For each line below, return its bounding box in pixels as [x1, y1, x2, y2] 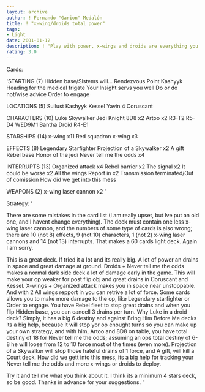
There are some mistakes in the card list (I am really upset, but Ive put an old [6, 211, 199, 219]
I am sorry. [6, 244, 34, 251]
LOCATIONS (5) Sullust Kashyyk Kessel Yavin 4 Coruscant [6, 102, 153, 110]
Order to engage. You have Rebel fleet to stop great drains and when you [6, 301, 191, 309]
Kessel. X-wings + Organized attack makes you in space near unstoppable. [6, 282, 196, 289]
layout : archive [6, 9, 48, 15]
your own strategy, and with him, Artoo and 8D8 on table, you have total [6, 327, 188, 334]
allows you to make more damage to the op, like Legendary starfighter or [6, 295, 190, 302]
